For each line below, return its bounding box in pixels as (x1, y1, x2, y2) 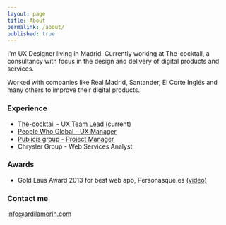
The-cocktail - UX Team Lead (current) (17, 120, 132, 128)
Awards (7, 160, 35, 170)
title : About (7, 17, 46, 24)
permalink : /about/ (7, 23, 65, 30)
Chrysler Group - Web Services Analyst (17, 142, 133, 151)
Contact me (7, 193, 49, 203)
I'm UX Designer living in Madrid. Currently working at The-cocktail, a (7, 50, 210, 58)
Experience (7, 103, 47, 113)
